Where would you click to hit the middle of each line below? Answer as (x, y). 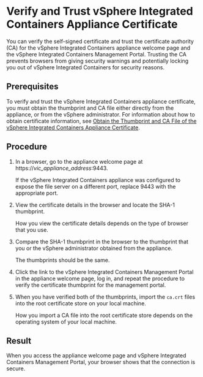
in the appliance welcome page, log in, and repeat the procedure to (100, 278)
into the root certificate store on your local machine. (81, 303)
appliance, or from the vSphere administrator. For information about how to (101, 114)
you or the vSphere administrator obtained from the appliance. (94, 248)
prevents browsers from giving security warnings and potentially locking (98, 61)
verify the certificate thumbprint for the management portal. (90, 285)
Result (19, 341)
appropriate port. (37, 193)
